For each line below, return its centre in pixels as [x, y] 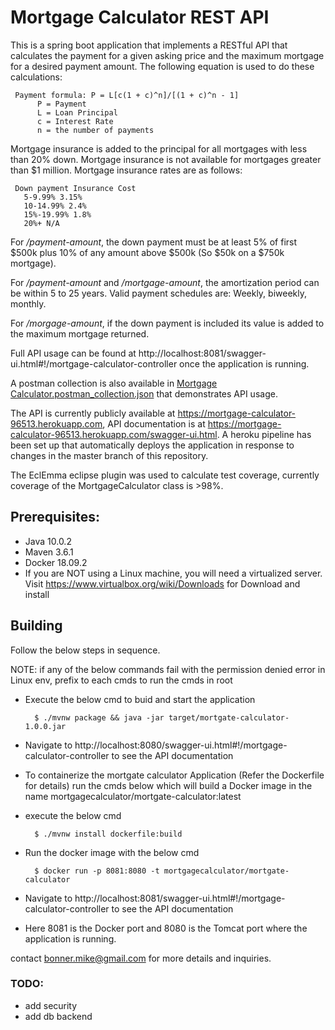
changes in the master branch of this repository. [109, 455]
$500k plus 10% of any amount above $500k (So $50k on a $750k [147, 252]
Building [36, 626]
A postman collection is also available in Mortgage [114, 383]
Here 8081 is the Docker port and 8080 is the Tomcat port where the [166, 928]
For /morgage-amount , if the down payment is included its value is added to [167, 323]
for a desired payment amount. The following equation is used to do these [162, 66]
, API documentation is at [154, 423]
